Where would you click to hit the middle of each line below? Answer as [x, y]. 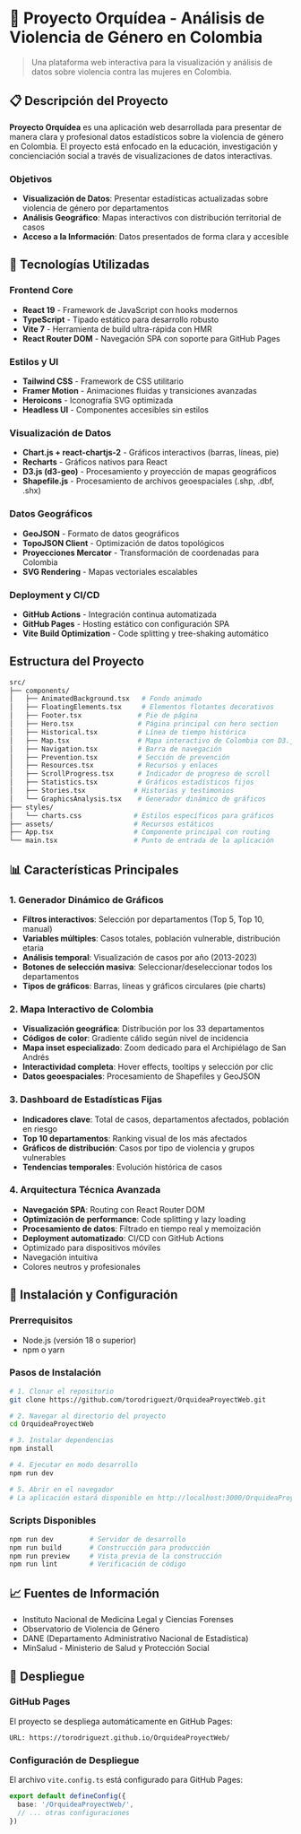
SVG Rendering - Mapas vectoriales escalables [110, 571]
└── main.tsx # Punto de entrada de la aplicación [142, 841]
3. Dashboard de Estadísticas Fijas [86, 1100]
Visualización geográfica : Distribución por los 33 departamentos [143, 1029]
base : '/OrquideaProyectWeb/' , [76, 1805]
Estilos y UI [34, 361]
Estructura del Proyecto [77, 661]
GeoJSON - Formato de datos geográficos [101, 534]
